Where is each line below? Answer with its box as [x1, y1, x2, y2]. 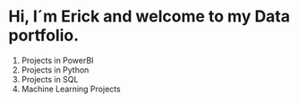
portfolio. [8, 25, 80, 46]
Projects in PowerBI [21, 55, 94, 65]
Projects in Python [21, 64, 90, 75]
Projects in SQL [21, 73, 79, 84]
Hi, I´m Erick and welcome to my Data [8, 6, 291, 27]
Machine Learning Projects [21, 83, 122, 94]
